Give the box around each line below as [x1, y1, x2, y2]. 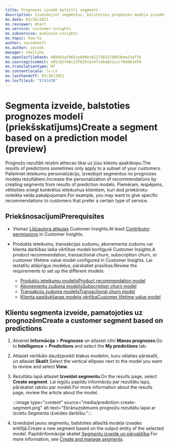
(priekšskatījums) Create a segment [5, 121, 158, 133]
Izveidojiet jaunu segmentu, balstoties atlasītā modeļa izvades [12, 420, 142, 426]
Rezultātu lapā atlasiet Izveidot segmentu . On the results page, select [12, 374, 157, 380]
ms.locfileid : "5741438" [5, 78, 58, 83]
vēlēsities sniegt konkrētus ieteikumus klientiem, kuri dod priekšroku [5, 187, 148, 193]
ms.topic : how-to [5, 36, 42, 41]
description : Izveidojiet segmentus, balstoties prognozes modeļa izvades [5, 12, 166, 17]
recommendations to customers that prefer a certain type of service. [5, 197, 148, 203]
